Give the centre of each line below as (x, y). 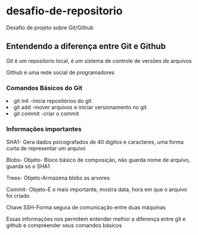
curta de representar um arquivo (46, 148)
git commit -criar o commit (47, 114)
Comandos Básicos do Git (44, 88)
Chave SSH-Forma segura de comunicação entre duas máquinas (86, 207)
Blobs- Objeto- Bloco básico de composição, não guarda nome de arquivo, (98, 160)
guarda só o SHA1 (28, 166)
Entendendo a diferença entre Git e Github (86, 46)
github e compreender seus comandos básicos (64, 225)
